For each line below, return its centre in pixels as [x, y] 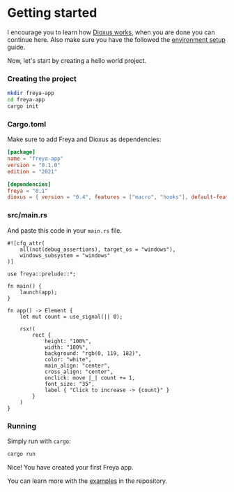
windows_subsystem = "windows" [65, 255]
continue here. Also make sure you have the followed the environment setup [117, 39]
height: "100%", [68, 341]
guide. [16, 47]
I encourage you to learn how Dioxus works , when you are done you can [111, 32]
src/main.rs [27, 215]
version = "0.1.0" [34, 165]
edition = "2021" [32, 172]
